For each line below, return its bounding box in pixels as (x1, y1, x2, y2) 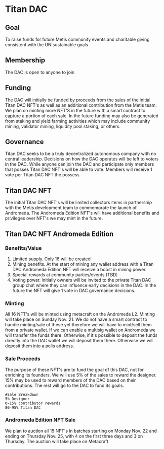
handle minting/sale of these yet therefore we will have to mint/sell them (5, 322, 152, 328)
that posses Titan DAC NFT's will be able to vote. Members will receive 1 (5, 166, 152, 172)
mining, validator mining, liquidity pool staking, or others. (5, 123, 121, 129)
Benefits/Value (5, 244, 42, 251)
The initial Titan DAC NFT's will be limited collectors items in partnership (5, 200, 152, 206)
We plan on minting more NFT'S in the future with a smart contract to (5, 107, 146, 113)
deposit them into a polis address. (5, 343, 74, 349)
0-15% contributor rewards (5, 401, 61, 406)
